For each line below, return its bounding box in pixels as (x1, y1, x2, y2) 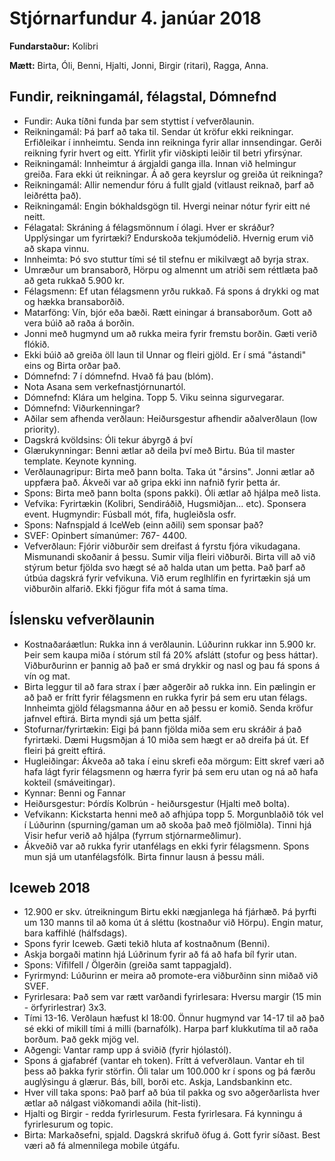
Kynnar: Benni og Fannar (23, 787, 126, 799)
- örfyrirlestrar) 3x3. (23, 1002, 107, 1014)
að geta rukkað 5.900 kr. (23, 274, 126, 286)
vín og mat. (23, 670, 71, 682)
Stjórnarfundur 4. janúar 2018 (9, 7, 262, 30)
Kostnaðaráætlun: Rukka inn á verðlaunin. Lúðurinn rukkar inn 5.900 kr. (23, 638, 317, 650)
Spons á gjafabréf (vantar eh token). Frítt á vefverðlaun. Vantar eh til (23, 1055, 305, 1067)
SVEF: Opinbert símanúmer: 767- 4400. (23, 529, 188, 541)
